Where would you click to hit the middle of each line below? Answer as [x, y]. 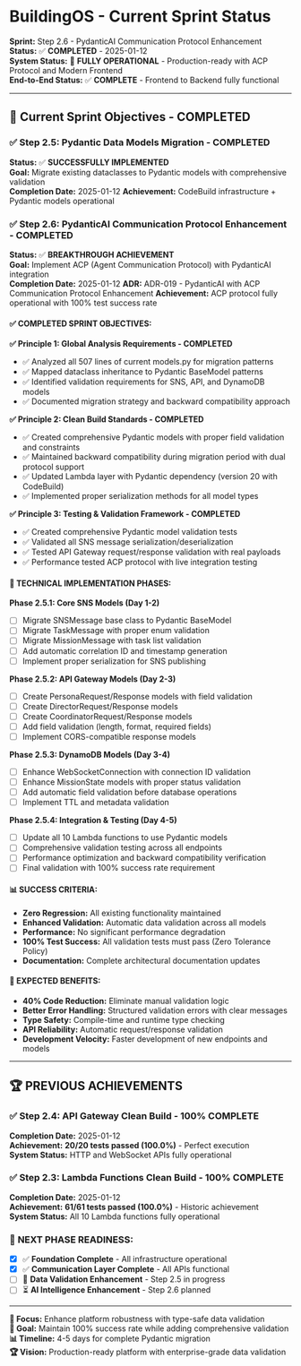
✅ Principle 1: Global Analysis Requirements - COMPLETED [121, 344]
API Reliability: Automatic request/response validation [123, 1029]
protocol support [53, 467]
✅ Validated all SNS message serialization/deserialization [128, 542]
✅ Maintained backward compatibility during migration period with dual [154, 457]
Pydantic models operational [62, 201]
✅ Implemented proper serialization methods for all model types [140, 496]
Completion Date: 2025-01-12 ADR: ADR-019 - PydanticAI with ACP [135, 283]
